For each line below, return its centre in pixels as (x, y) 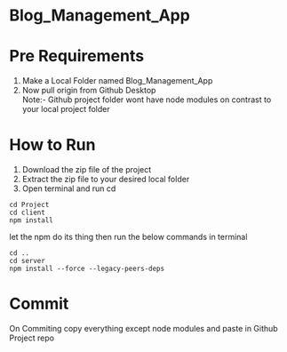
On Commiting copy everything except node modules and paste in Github (143, 328)
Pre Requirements (77, 56)
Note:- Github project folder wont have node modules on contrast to (147, 100)
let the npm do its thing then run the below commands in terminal (128, 237)
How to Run (52, 145)
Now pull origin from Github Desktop (89, 91)
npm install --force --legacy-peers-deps (87, 269)
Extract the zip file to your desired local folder (106, 180)
